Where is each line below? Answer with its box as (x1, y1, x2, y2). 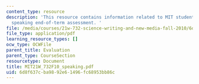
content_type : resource (6, 8, 65, 15)
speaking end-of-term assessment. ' (11, 20, 102, 25)
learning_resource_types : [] (6, 36, 78, 42)
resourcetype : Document (6, 58, 65, 64)
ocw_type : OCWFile (6, 42, 52, 48)
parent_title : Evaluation (6, 47, 70, 53)
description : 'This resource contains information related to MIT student (6, 14, 195, 20)
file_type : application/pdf (6, 31, 76, 37)
